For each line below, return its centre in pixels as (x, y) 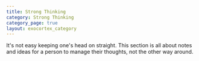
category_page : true (32, 23)
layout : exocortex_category (42, 28)
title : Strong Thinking (36, 12)
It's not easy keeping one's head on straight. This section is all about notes (99, 45)
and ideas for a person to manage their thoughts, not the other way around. (100, 52)
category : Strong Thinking (40, 17)
